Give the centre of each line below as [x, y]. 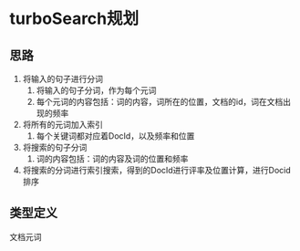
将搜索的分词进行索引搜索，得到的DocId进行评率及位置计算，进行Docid [157, 170]
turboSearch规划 [74, 19]
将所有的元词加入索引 [62, 125]
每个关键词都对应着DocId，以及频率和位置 [115, 136]
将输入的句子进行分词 [62, 79]
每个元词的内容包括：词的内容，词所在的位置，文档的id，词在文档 [160, 102]
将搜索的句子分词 [55, 147]
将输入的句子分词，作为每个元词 [96, 90]
